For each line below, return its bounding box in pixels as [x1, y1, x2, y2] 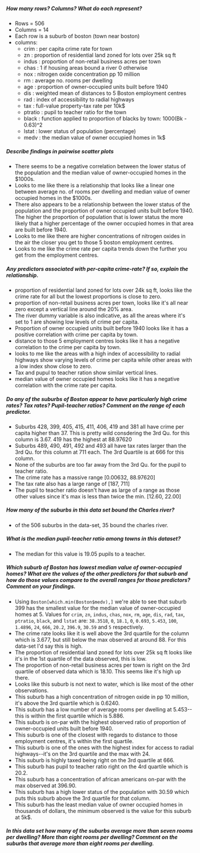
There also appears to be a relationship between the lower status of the [14, 201, 190, 208]
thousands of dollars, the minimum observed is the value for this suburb [14, 807, 192, 814]
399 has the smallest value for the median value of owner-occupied [14, 604, 182, 611]
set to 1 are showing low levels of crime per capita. [14, 318, 139, 325]
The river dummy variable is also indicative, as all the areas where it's [14, 312, 186, 319]
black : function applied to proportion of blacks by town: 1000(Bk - [23, 115, 187, 122]
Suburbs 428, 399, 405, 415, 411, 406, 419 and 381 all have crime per [14, 423, 185, 430]
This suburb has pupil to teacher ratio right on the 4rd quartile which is [14, 763, 189, 770]
